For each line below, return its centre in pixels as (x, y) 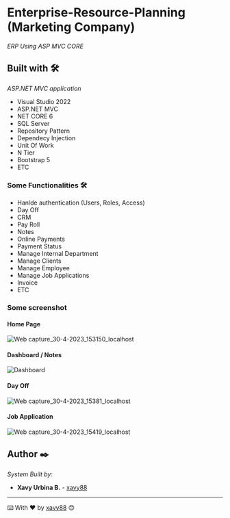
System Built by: (30, 474)
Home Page (24, 324)
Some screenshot (37, 307)
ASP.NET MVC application (44, 88)
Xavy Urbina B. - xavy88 (52, 487)
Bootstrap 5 (34, 159)
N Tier (26, 153)
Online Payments (41, 239)
